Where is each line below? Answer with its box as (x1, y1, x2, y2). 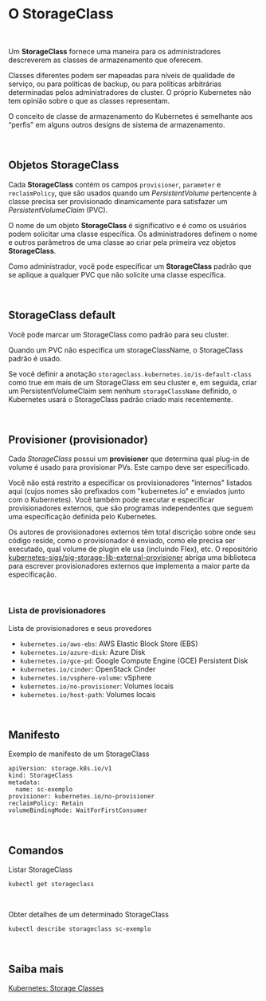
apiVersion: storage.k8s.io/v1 (8, 765, 112, 773)
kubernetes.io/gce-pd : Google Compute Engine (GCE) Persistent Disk (19, 656, 248, 665)
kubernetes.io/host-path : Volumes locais (19, 689, 156, 699)
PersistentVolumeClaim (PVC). (8, 205, 108, 215)
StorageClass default (8, 309, 115, 322)
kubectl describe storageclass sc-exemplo (8, 925, 151, 933)
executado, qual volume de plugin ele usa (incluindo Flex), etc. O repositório (8, 544, 258, 554)
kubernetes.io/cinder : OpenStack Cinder (19, 664, 156, 674)
